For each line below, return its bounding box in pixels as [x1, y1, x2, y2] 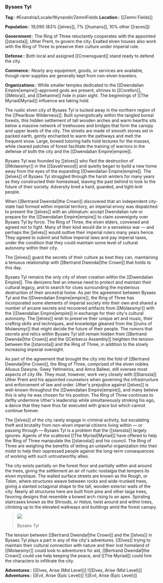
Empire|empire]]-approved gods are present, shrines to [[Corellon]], [5, 88, 142, 93]
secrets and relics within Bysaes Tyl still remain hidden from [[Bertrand [5, 331, 147, 337]
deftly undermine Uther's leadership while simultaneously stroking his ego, [5, 398, 155, 403]
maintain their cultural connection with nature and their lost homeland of [5, 543, 150, 548]
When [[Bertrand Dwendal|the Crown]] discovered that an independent [5, 199, 147, 204]
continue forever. [5, 408, 39, 414]
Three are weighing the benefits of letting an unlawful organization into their [5, 443, 158, 449]
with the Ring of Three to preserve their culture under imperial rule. [5, 44, 140, 50]
